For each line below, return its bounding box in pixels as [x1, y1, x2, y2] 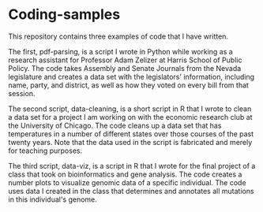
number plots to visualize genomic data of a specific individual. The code [8, 177, 246, 187]
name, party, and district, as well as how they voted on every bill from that [8, 80, 249, 90]
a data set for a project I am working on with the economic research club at [8, 112, 253, 121]
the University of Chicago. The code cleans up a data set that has [8, 121, 222, 130]
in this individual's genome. [8, 195, 97, 204]
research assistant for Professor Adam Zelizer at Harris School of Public [8, 55, 242, 65]
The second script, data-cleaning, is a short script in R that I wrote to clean [8, 104, 252, 113]
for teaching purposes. [8, 146, 83, 155]
